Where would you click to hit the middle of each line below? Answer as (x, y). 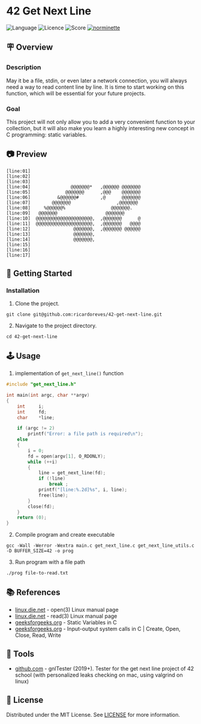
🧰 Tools (20, 654)
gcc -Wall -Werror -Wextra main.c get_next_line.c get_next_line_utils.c (100, 546)
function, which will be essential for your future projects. (76, 93)
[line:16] (19, 250)
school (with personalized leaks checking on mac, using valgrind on (99, 675)
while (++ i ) (43, 462)
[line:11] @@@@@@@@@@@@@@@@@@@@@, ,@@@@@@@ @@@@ (73, 223)
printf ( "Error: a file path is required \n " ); (86, 434)
